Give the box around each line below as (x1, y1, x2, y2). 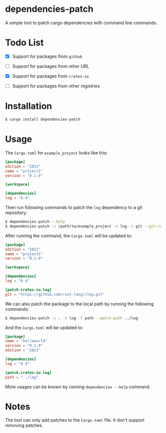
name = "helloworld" (5, 339, 48, 344)
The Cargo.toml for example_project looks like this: (5, 149, 108, 156)
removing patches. (5, 423, 43, 429)
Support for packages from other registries (12, 83, 100, 89)
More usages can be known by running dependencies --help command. (5, 384, 151, 390)
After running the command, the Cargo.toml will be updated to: (5, 233, 132, 239)
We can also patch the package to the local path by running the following (5, 301, 154, 307)
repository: (5, 210, 28, 216)
